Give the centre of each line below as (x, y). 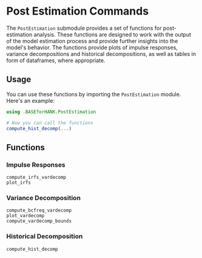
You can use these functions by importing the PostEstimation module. (94, 94)
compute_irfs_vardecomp (36, 178)
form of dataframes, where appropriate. (56, 60)
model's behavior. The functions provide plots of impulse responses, (92, 47)
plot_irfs (19, 183)
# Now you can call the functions (50, 123)
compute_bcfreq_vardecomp (39, 211)
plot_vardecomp (25, 216)
